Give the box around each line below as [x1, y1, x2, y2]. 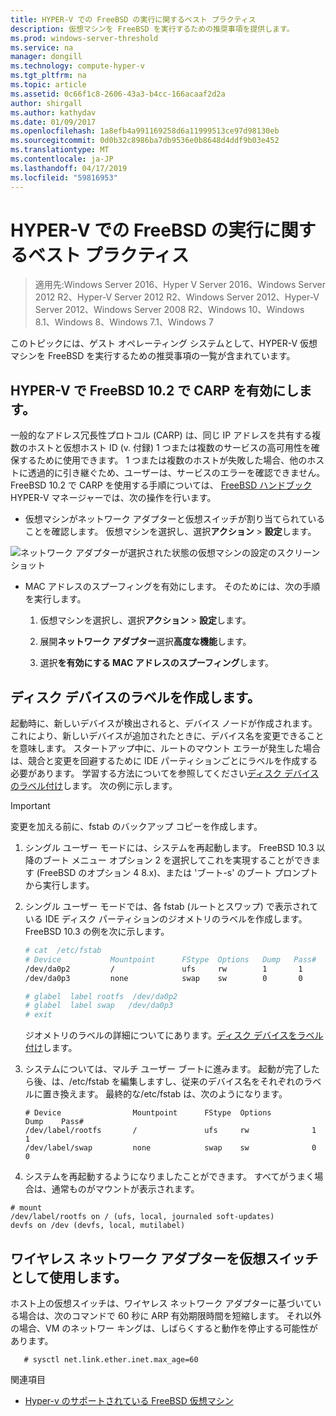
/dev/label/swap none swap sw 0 [24, 1143, 317, 1153]
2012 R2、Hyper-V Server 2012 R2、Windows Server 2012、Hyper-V [34, 291, 320, 303]
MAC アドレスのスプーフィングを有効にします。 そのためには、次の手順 [24, 581, 321, 593]
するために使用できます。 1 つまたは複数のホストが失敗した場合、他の [18, 454, 308, 466]
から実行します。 [24, 879, 95, 891]
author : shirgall [10, 98, 83, 108]
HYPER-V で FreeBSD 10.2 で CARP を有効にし [10, 382, 300, 399]
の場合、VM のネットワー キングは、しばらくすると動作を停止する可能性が [10, 1322, 318, 1334]
